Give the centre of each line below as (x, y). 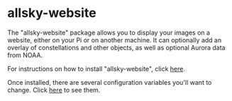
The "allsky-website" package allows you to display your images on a (109, 32)
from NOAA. (25, 55)
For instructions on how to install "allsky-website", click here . (96, 69)
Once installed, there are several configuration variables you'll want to (110, 82)
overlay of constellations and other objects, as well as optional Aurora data (116, 47)
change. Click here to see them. (54, 90)
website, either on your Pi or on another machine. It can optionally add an (115, 40)
